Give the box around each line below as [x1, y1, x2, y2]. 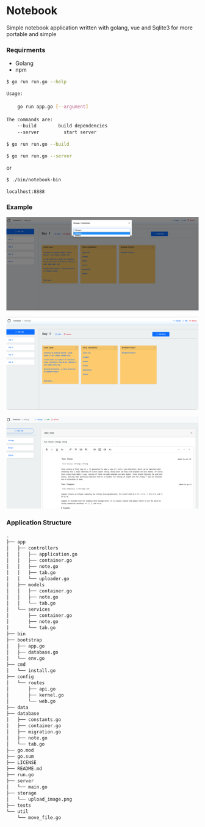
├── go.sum [6, 753, 34, 760]
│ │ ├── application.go [6, 551, 78, 557]
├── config [6, 674, 34, 680]
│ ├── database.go [6, 649, 59, 655]
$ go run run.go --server [6, 153, 72, 159]
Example [6, 203, 33, 211]
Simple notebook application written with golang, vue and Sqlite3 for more [6, 24, 193, 31]
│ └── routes [6, 680, 45, 686]
